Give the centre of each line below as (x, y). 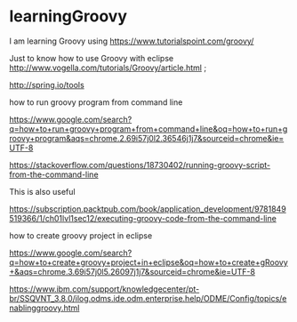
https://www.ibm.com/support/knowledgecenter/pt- (104, 289)
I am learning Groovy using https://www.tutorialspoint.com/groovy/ (132, 41)
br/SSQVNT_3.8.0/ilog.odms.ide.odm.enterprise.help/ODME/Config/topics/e (148, 298)
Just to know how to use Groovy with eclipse (92, 58)
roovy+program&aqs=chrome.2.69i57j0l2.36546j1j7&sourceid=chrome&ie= (147, 138)
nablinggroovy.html (44, 308)
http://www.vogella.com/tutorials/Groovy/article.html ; (108, 68)
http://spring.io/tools (47, 85)
